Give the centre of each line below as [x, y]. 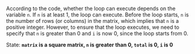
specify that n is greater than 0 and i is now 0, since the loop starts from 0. [97, 33]
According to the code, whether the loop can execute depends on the [91, 9]
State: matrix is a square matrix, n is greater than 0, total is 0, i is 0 [90, 45]
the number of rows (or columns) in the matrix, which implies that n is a [92, 21]
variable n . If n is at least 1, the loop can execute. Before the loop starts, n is [97, 15]
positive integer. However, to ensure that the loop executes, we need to [93, 27]
